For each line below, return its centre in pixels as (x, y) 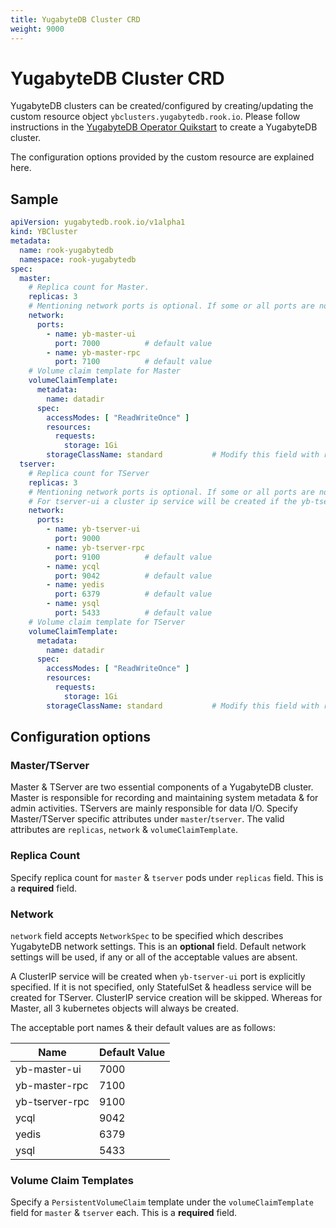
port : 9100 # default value (133, 557)
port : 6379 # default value (133, 594)
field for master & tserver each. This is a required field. (124, 1213)
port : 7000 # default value (133, 343)
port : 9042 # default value (133, 576)
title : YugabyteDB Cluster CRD (75, 19)
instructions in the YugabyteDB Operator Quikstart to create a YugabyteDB (164, 127)
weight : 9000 (37, 29)
